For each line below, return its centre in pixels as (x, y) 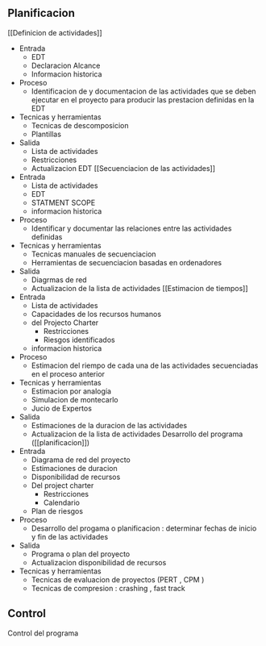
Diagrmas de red (59, 279)
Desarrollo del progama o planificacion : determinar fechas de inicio (144, 528)
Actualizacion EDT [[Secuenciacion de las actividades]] (123, 168)
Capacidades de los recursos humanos (96, 314)
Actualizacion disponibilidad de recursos (99, 562)
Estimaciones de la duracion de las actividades (109, 425)
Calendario (61, 502)
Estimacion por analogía (71, 391)
